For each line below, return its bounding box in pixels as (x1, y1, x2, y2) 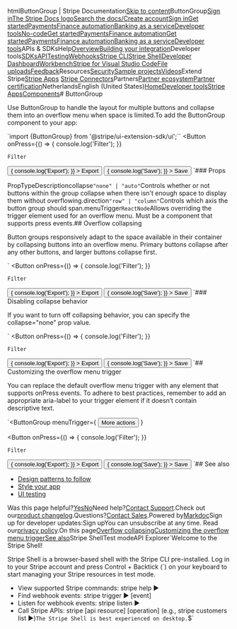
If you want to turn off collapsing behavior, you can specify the (7, 311, 190, 319)
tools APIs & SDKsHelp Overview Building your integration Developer (7, 45, 201, 52)
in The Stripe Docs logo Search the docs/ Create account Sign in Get (7, 14, 199, 23)
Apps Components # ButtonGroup (7, 89, 103, 98)
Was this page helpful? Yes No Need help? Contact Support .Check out (7, 503, 206, 512)
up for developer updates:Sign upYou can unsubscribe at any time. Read (7, 518, 219, 527)
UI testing (17, 490, 46, 498)
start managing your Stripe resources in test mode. (7, 570, 156, 578)
